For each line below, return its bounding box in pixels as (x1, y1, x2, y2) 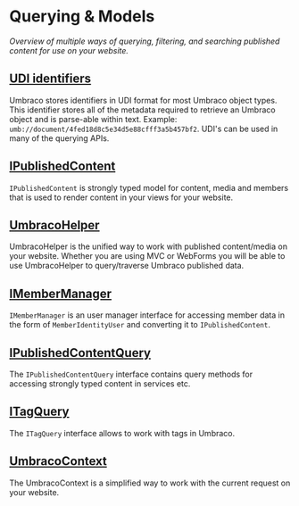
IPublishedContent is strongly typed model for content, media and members (9, 182, 288, 193)
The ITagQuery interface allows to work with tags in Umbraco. (9, 427, 236, 438)
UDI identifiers (9, 71, 92, 87)
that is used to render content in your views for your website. (9, 192, 234, 203)
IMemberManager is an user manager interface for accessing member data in (9, 310, 286, 320)
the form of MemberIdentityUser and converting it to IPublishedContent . (9, 319, 270, 330)
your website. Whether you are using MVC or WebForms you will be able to (9, 251, 286, 261)
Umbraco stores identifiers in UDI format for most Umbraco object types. (9, 95, 278, 105)
